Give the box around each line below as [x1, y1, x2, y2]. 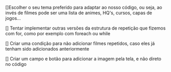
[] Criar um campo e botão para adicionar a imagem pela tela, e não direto [5, 56, 161, 62]
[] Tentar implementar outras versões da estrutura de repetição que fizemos [5, 25, 166, 31]
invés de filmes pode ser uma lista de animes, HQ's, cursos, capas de [5, 10, 153, 16]
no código [5, 61, 27, 67]
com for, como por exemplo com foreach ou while [5, 31, 111, 36]
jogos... [5, 15, 22, 21]
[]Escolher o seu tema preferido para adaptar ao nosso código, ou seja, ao [5, 5, 162, 10]
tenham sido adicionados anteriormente [5, 46, 90, 52]
